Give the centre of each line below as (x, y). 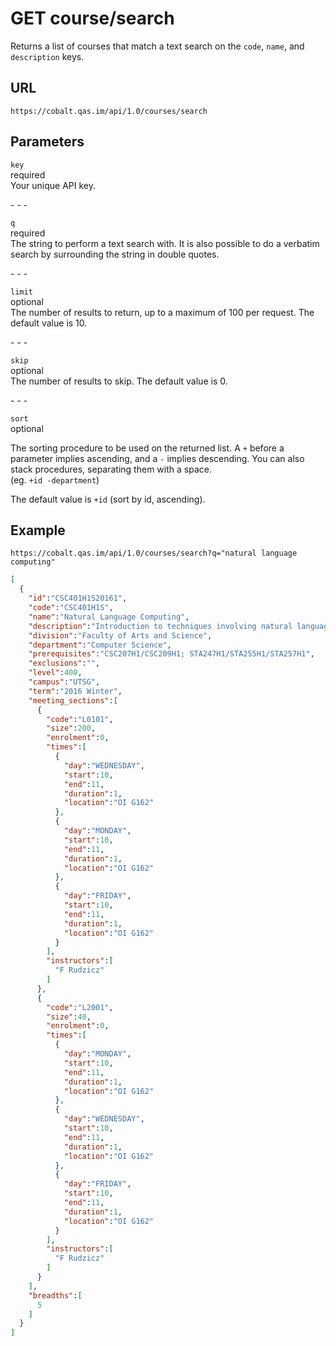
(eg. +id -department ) (55, 479)
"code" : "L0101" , (80, 719)
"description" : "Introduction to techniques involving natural (160, 626)
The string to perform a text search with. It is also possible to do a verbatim (165, 243)
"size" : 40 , (69, 1017)
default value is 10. (49, 323)
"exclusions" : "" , (64, 663)
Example (38, 530)
